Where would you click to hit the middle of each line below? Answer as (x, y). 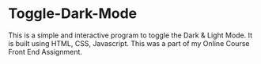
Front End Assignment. (45, 52)
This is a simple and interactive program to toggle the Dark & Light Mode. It (130, 35)
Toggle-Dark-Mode (73, 14)
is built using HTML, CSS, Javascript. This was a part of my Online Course (129, 43)
